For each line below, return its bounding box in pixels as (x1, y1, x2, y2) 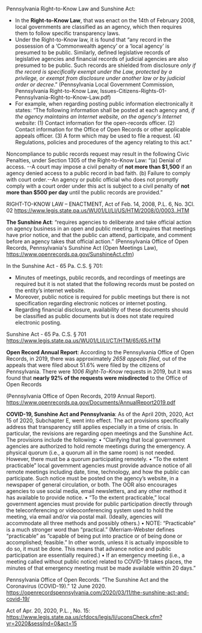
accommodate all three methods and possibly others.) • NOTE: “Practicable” (6, 520, 196, 527)
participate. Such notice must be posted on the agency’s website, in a (6, 475, 179, 482)
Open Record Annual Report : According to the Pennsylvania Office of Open (6, 349, 194, 355)
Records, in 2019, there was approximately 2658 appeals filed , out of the (6, 355, 186, 362)
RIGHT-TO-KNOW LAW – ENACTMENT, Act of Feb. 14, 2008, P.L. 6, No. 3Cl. (6, 200, 195, 208)
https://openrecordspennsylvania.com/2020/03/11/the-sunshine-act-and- (6, 589, 189, 596)
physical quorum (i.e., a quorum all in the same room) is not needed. (6, 449, 176, 456)
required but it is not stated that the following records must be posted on (14, 281, 195, 287)
